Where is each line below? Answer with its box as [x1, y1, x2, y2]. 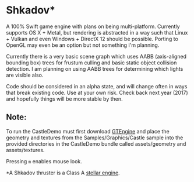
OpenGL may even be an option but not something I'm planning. [6, 42, 160, 49]
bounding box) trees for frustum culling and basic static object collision [6, 59, 177, 66]
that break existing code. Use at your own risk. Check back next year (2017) [6, 89, 188, 96]
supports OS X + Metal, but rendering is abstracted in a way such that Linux [6, 29, 188, 36]
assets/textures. [6, 146, 45, 153]
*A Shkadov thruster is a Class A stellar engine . [6, 169, 121, 176]
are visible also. [6, 71, 44, 78]
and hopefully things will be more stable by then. [6, 95, 124, 102]
